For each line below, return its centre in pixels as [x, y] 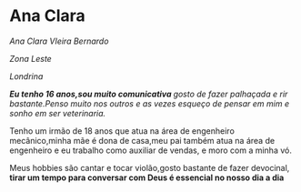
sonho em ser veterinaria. [58, 113]
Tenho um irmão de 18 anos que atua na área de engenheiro [122, 131]
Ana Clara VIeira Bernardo [59, 41]
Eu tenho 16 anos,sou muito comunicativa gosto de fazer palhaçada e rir [149, 94]
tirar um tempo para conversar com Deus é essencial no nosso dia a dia [147, 177]
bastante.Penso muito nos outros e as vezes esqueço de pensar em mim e [149, 103]
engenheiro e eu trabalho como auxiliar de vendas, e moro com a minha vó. [151, 150]
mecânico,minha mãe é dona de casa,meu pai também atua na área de [142, 140]
